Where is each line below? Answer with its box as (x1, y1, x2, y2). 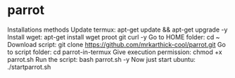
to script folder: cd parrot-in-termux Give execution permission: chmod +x (7, 48, 223, 56)
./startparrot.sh (7, 63, 51, 71)
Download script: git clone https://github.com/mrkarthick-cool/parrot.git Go (7, 40, 227, 48)
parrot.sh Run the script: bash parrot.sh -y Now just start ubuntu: (7, 55, 196, 63)
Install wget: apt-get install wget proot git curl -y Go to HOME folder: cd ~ (7, 32, 220, 41)
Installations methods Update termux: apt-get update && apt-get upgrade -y (7, 25, 228, 34)
